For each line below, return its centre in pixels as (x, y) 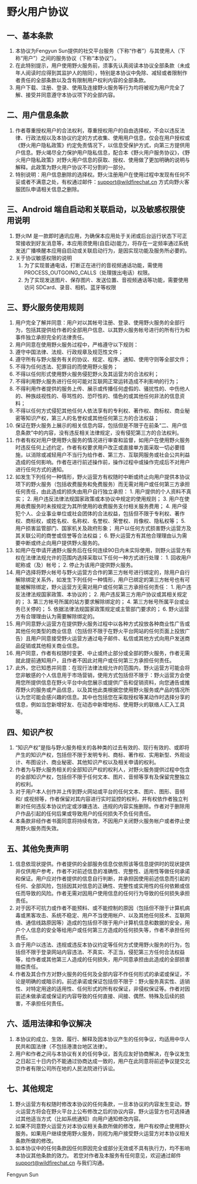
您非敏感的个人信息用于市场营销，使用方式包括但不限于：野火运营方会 (100, 675)
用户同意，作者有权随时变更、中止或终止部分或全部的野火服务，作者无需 (102, 653)
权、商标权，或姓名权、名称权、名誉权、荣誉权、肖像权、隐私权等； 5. (100, 521)
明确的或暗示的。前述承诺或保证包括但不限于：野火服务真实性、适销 (108, 981)
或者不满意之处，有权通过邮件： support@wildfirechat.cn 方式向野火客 (105, 182)
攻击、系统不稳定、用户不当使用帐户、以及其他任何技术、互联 (110, 915)
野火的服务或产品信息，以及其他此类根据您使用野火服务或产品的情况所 (105, 690)
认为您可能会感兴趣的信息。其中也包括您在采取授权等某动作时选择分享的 (102, 697)
